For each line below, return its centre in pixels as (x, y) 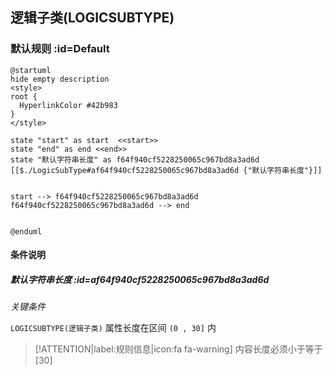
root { (24, 96)
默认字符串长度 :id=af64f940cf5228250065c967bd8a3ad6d (140, 279)
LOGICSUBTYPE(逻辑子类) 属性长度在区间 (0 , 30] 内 (113, 328)
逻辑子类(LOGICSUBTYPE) (92, 18)
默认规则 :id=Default (60, 49)
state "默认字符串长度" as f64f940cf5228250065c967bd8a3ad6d (135, 159)
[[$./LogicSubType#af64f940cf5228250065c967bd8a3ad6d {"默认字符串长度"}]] (166, 170)
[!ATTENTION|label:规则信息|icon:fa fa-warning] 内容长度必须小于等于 (178, 349)
